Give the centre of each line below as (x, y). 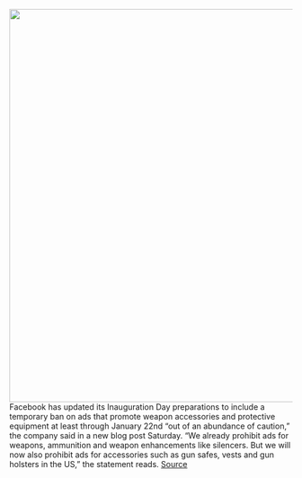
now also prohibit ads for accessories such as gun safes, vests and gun (142, 455)
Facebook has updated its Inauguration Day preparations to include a (137, 407)
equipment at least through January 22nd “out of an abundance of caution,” (150, 426)
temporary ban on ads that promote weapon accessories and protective (142, 416)
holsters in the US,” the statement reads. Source (98, 464)
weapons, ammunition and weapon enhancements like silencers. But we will (150, 445)
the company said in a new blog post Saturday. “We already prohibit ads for (149, 435)
